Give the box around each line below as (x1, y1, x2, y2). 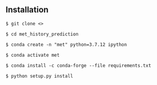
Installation (5, 5, 49, 15)
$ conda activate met (5, 52, 60, 58)
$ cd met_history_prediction (5, 31, 79, 37)
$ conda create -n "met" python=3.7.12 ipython (5, 41, 128, 47)
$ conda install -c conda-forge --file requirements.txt (5, 62, 152, 68)
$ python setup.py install (5, 73, 73, 79)
